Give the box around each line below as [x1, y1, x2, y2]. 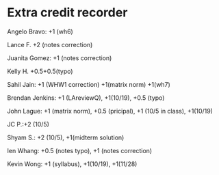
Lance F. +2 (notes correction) [7, 40, 93, 49]
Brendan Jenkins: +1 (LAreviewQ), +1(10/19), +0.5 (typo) [7, 94, 165, 102]
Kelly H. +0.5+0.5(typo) [7, 67, 73, 75]
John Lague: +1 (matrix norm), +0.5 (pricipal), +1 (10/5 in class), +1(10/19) [7, 107, 214, 115]
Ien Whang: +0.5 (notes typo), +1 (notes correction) [7, 146, 153, 154]
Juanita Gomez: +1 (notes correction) [7, 53, 112, 62]
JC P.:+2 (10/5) [7, 120, 50, 128]
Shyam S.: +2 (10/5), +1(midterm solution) [7, 133, 125, 142]
